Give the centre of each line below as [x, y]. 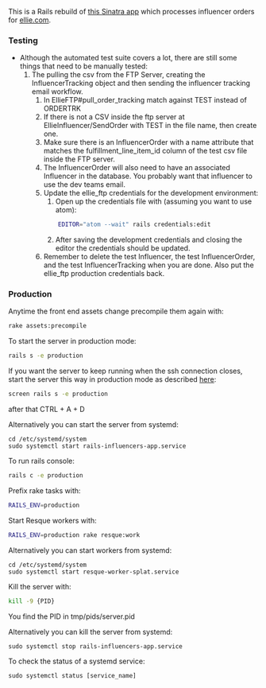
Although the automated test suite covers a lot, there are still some [128, 58]
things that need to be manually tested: [84, 66]
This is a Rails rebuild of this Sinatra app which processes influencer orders [131, 12]
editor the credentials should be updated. [123, 248]
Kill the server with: [40, 586]
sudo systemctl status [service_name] [72, 675]
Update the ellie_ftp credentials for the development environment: [151, 193]
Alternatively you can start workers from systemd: [90, 550]
